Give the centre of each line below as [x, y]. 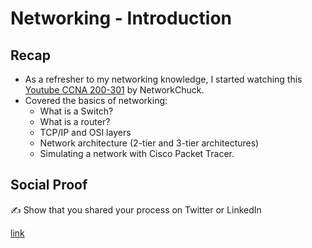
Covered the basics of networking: [96, 100]
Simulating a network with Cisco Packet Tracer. [137, 153]
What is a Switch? [76, 111]
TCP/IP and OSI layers [85, 132]
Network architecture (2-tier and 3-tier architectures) [149, 143]
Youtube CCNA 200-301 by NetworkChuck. [114, 90]
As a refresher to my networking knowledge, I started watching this [163, 79]
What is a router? [75, 121]
